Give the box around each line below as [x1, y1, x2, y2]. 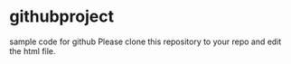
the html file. [9, 45, 56, 56]
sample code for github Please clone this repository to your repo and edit [9, 36, 282, 47]
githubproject [9, 6, 115, 27]
